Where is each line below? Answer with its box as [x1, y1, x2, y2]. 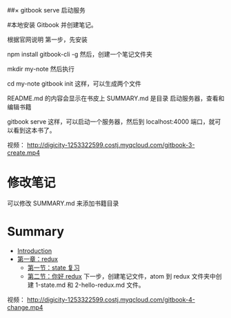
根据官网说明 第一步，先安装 [7, 35, 88, 44]
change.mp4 [7, 303, 43, 311]
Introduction [17, 246, 52, 254]
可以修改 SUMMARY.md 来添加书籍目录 [7, 199, 119, 207]
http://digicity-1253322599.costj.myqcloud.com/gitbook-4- [26, 295, 195, 303]
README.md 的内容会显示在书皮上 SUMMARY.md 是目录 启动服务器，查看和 [7, 94, 225, 102]
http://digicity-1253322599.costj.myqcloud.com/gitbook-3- [26, 141, 195, 149]
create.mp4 [7, 149, 40, 157]
